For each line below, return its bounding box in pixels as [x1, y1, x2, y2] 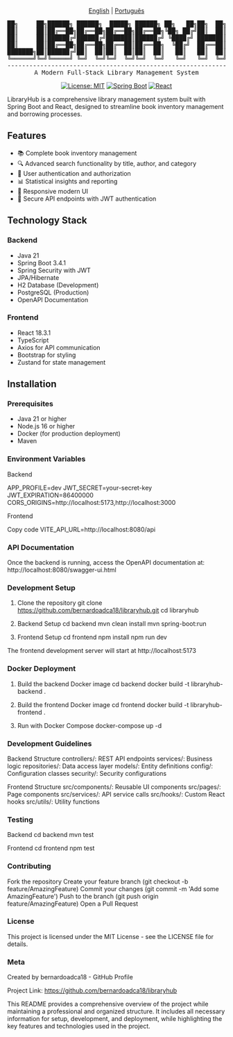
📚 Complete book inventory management [17, 149, 137, 157]
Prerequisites [7, 399, 53, 409]
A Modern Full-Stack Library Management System [34, 69, 199, 76]
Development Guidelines [7, 738, 92, 748]
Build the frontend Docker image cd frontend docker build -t [17, 700, 189, 708]
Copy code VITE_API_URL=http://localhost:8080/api [7, 525, 156, 533]
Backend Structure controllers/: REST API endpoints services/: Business [7, 754, 213, 763]
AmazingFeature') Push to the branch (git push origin [7, 892, 159, 900]
